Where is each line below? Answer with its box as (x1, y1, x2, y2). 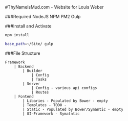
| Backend (14, 64, 34, 69)
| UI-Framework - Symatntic (22, 111, 80, 116)
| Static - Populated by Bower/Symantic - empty (22, 107, 124, 112)
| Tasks (31, 77, 47, 82)
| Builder (22, 68, 43, 73)
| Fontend (14, 94, 34, 99)
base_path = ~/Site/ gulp (5, 41, 54, 46)
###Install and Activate (5, 23, 52, 29)
